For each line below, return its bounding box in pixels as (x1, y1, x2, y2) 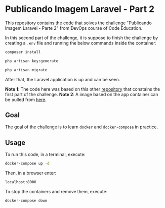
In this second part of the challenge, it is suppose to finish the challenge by (5, 35, 158, 41)
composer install (5, 50, 41, 54)
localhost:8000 (5, 180, 37, 185)
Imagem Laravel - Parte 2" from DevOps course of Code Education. (5, 25, 143, 31)
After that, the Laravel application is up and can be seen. (5, 76, 120, 82)
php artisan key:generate (5, 58, 58, 63)
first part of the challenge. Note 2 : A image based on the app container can (5, 91, 158, 97)
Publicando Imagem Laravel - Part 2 (5, 3, 155, 15)
